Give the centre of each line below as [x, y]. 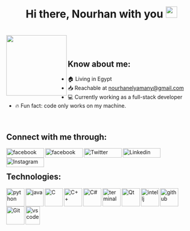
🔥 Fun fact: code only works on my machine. [71, 106]
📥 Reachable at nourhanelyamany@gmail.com [126, 88]
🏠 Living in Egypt [90, 79]
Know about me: [99, 64]
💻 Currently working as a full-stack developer [125, 97]
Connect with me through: [57, 137]
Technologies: [34, 177]
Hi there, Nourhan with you [94, 14]
